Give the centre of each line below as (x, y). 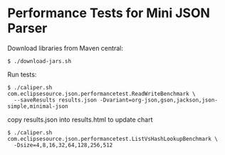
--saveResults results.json (56, 100)
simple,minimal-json (38, 106)
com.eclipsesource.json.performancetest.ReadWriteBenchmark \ (101, 94)
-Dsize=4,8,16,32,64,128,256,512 (63, 145)
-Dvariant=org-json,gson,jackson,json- (159, 100)
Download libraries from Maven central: (65, 48)
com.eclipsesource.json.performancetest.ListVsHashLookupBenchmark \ (113, 139)
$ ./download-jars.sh (40, 61)
